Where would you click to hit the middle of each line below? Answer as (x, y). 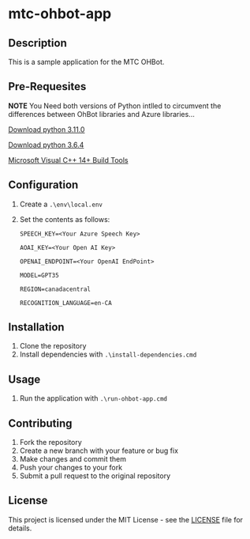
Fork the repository (51, 443)
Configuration (43, 185)
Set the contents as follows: (65, 219)
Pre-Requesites (47, 87)
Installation (36, 328)
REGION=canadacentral (55, 289)
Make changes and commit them (73, 459)
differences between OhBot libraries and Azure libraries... (101, 114)
